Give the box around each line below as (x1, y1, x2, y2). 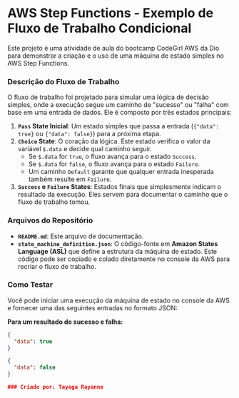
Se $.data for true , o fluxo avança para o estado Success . (28, 152, 198, 161)
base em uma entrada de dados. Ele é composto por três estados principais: (7, 108, 232, 117)
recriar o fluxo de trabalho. (17, 262, 96, 270)
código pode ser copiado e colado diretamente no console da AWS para (17, 255, 230, 263)
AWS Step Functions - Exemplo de (7, 5, 214, 21)
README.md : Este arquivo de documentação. (17, 232, 144, 240)
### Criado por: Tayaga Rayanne (7, 384, 103, 391)
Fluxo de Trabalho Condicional (7, 20, 192, 36)
